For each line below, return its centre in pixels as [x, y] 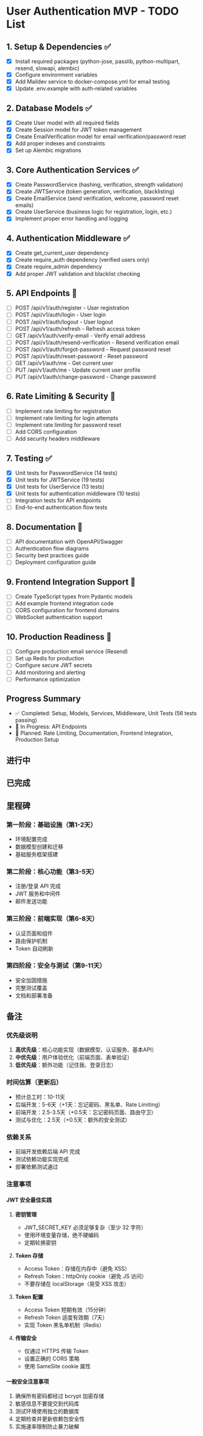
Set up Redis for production [50, 658]
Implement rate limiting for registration [63, 411]
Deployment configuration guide [56, 562]
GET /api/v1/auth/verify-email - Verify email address [80, 335]
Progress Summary [43, 699]
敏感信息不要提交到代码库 [47, 1404]
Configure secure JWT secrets [53, 665]
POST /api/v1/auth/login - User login [60, 315]
